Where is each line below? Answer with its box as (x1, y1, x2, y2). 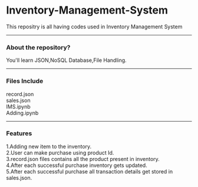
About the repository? (6, 43, 71, 51)
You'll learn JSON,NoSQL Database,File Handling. (6, 57, 127, 64)
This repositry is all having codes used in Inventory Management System (6, 23, 183, 30)
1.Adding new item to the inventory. (6, 143, 92, 150)
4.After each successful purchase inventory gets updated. (6, 162, 147, 169)
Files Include (6, 77, 44, 86)
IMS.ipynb (6, 103, 31, 110)
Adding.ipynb (6, 109, 39, 116)
